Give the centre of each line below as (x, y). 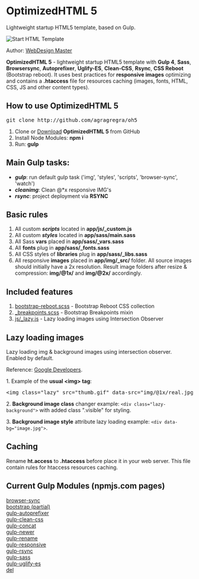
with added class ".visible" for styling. (85, 410)
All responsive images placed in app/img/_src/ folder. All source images (103, 260)
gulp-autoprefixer (28, 513)
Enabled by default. (30, 358)
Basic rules (27, 214)
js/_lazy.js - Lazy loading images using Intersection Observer (89, 319)
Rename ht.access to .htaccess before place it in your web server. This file (98, 461)
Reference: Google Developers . (44, 369)
